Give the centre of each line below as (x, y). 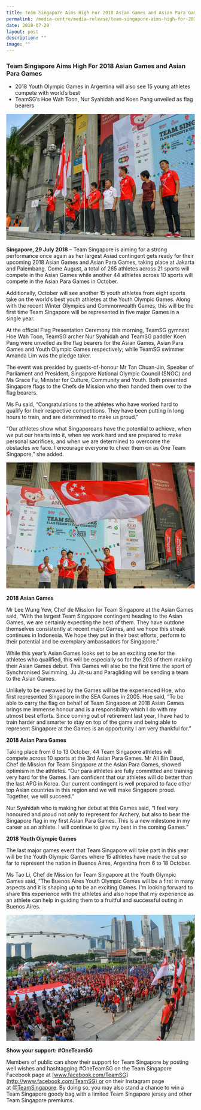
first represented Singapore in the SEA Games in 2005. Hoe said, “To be (95, 696)
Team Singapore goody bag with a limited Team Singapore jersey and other (99, 1094)
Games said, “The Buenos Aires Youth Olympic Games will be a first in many (100, 881)
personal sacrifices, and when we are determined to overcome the (88, 441)
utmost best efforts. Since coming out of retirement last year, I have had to (98, 715)
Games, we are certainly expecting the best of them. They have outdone (95, 622)
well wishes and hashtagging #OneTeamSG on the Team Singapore (89, 1068)
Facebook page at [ (30, 1075)
